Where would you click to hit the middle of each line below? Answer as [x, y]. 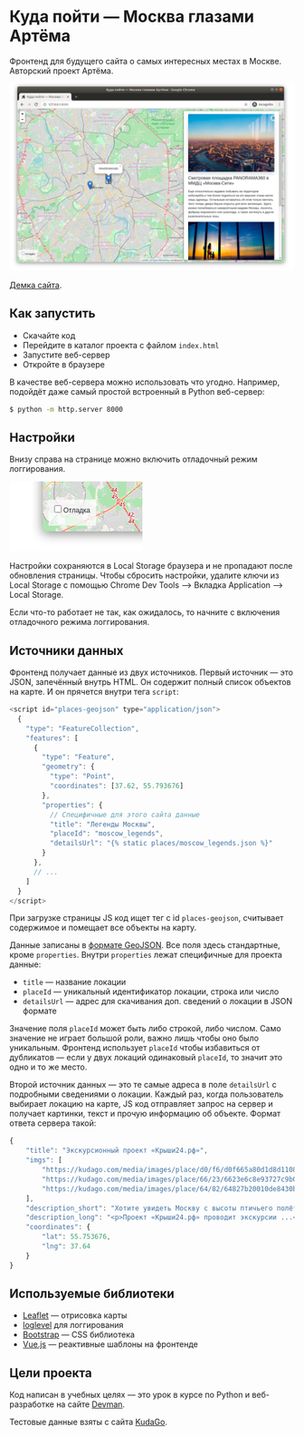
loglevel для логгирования [73, 1325]
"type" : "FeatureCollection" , [83, 728]
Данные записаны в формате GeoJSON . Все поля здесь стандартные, [145, 945]
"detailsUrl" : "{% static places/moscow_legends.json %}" [161, 844]
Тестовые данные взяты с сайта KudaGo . [89, 1422]
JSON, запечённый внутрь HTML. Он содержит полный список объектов [150, 682]
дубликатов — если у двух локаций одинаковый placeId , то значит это [146, 1058]
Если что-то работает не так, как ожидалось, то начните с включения [145, 612]
